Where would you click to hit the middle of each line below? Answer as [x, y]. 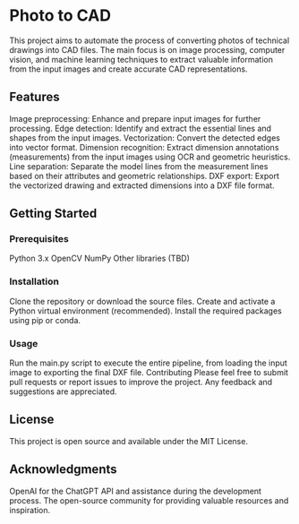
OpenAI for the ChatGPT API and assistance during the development [136, 491]
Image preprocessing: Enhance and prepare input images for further [135, 118]
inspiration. [30, 510]
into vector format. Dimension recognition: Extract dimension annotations [144, 147]
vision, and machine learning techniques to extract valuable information [141, 59]
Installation [34, 281]
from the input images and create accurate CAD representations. [128, 69]
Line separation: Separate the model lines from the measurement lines [139, 166]
